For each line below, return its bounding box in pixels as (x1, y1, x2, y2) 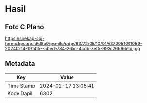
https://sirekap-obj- (5, 35, 45, 41)
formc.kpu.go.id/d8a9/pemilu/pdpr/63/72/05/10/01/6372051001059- (5, 41, 142, 46)
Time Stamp (7, 82, 36, 89)
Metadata (5, 59, 35, 68)
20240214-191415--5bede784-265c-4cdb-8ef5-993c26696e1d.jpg (5, 46, 140, 51)
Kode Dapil (7, 90, 33, 97)
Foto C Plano (5, 23, 44, 31)
